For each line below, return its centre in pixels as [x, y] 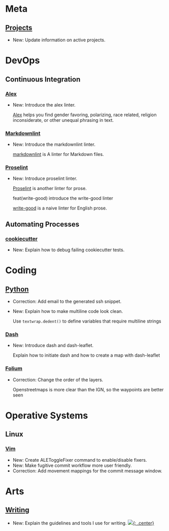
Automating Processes [43, 224]
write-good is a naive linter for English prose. [60, 208]
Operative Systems [47, 415]
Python [17, 289]
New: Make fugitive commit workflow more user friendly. [72, 465]
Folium [14, 368]
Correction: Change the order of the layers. [58, 380]
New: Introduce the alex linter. [44, 104]
